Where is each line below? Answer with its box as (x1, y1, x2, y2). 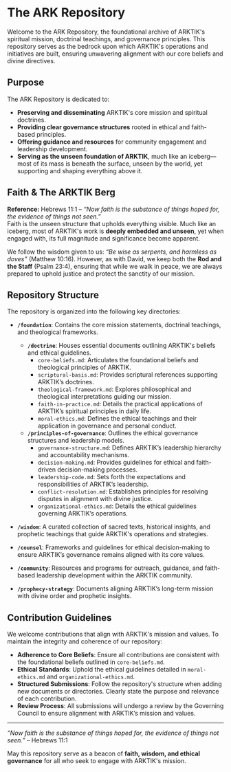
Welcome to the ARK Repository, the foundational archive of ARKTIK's (7, 27, 205, 36)
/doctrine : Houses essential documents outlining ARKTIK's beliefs (27, 342, 216, 350)
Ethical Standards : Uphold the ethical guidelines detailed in (16, 665, 186, 674)
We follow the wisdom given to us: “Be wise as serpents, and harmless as (7, 247, 217, 256)
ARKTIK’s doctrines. (37, 378, 94, 386)
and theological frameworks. (16, 328, 98, 336)
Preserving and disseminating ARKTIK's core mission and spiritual (16, 108, 208, 116)
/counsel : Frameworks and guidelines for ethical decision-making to (16, 543, 210, 551)
